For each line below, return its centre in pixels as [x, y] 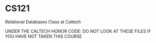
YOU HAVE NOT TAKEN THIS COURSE [43, 36]
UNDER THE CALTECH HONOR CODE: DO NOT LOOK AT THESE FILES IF [78, 31]
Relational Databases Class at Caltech [43, 22]
